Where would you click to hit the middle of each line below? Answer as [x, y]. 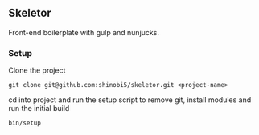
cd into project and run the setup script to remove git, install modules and [130, 100]
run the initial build [39, 109]
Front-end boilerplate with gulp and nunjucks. [84, 32]
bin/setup [25, 123]
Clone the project [37, 70]
